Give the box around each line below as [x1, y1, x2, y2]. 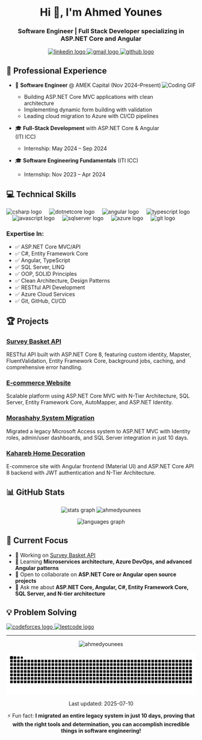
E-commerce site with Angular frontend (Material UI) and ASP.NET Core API [6, 462, 194, 469]
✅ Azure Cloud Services [14, 290, 75, 298]
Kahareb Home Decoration [6, 449, 85, 457]
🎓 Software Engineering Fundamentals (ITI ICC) [14, 157, 139, 165]
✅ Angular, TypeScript [14, 257, 70, 264]
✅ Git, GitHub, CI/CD [14, 298, 66, 305]
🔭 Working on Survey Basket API [14, 551, 96, 559]
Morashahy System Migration [6, 414, 95, 422]
